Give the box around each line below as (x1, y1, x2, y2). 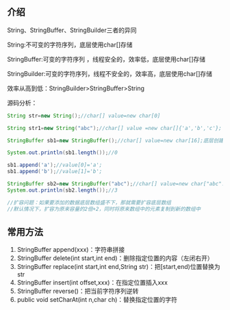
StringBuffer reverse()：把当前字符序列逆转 (16, 287, 139, 296)
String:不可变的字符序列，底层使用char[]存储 (7, 40, 133, 49)
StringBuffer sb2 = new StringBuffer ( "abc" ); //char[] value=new (7, 181, 188, 188)
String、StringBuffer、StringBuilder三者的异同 (7, 26, 137, 34)
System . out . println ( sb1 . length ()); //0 (7, 149, 118, 156)
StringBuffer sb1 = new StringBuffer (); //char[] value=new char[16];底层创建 (7, 137, 224, 144)
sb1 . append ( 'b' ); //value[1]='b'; (7, 168, 103, 175)
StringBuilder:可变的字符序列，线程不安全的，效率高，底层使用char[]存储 (7, 69, 213, 77)
